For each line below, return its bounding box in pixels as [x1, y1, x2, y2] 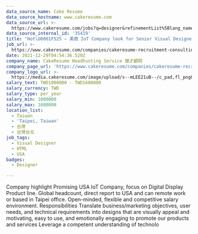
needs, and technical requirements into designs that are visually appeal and [6, 209, 190, 216]
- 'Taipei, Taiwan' [11, 118, 60, 124]
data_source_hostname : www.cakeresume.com [6, 14, 112, 20]
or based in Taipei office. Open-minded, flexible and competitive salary [6, 196, 179, 203]
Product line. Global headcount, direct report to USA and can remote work [6, 190, 186, 197]
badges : [6, 157, 25, 163]
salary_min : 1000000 [6, 96, 57, 102]
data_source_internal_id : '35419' [6, 31, 91, 37]
